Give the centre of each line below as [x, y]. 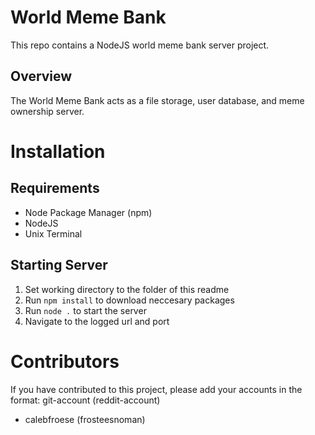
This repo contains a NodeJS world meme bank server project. [140, 45]
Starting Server [59, 265]
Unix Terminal [53, 233]
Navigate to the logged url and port [97, 321]
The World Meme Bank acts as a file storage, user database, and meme [157, 100]
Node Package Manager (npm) [88, 212]
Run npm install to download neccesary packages [129, 300]
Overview [41, 76]
